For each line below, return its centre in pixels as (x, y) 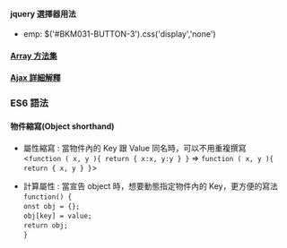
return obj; (45, 225)
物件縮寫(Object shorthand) (62, 126)
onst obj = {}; (52, 206)
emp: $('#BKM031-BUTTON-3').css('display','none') (119, 34)
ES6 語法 (29, 103)
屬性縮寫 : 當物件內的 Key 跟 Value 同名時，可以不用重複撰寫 (135, 148)
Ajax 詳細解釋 (35, 78)
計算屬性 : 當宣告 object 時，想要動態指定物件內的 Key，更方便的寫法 (151, 186)
